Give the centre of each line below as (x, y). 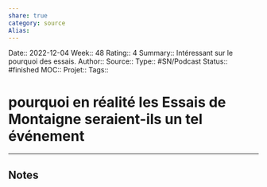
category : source (37, 23)
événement (46, 136)
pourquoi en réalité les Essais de (117, 102)
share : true (28, 16)
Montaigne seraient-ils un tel (105, 119)
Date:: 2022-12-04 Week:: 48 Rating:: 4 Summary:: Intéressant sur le (121, 53)
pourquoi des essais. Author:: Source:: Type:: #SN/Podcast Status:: (118, 61)
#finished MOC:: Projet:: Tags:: (58, 70)
